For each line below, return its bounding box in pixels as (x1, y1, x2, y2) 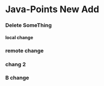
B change (5, 74, 30, 81)
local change (5, 34, 33, 40)
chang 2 (5, 61, 27, 68)
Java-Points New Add (5, 4, 99, 15)
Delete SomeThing (5, 22, 52, 29)
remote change (5, 47, 44, 54)
